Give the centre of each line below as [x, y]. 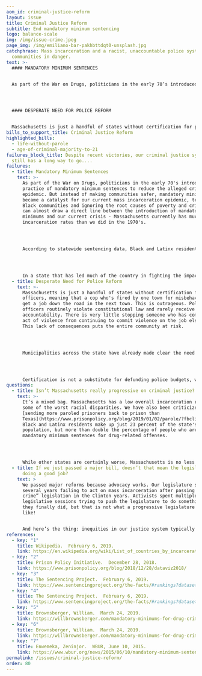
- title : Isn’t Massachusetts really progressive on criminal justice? [103, 391]
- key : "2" [25, 557]
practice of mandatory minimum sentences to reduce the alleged [104, 188]
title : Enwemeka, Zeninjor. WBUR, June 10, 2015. [82, 647]
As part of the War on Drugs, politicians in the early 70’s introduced [105, 84]
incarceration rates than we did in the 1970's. [84, 223]
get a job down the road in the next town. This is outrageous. [104, 304]
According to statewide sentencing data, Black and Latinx [97, 249]
